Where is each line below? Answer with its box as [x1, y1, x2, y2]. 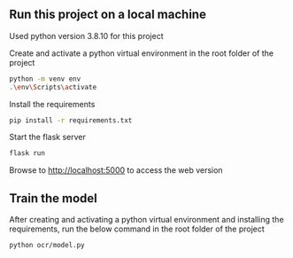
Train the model [9, 191, 97, 206]
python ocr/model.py [9, 241, 86, 250]
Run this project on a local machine [9, 7, 206, 22]
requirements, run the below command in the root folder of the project [9, 223, 266, 234]
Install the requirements [9, 98, 96, 109]
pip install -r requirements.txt [9, 115, 133, 125]
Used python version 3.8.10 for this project [9, 30, 164, 41]
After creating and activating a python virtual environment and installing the [9, 215, 285, 225]
